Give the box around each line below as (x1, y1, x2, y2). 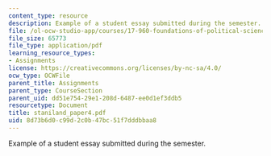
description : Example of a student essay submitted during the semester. (8, 19, 262, 27)
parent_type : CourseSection (8, 86, 103, 95)
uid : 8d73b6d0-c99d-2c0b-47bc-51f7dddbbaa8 (8, 117, 157, 125)
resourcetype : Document (8, 101, 89, 109)
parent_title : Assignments (8, 79, 99, 87)
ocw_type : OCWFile (8, 72, 70, 80)
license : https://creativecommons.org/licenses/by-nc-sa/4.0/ (8, 64, 222, 72)
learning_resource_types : (8, 49, 95, 57)
